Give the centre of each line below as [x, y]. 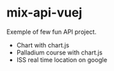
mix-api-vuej [44, 13]
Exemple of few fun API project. [51, 32]
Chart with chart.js [43, 45]
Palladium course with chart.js [59, 52]
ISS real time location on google [62, 59]
